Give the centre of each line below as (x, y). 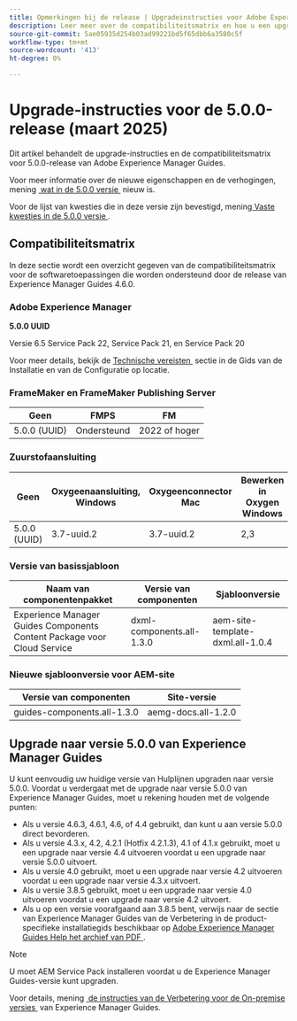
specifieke (41, 928)
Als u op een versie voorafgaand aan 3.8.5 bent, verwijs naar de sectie (150, 909)
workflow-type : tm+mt (49, 42)
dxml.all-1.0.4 (242, 642)
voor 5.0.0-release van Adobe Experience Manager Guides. (118, 162)
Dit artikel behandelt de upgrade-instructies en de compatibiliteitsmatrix (140, 153)
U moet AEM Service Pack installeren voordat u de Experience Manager (140, 971)
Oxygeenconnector (190, 491)
